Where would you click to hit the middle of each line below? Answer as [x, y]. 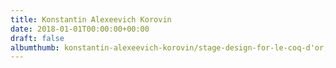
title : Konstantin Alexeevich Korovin [91, 19]
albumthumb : [35, 47]
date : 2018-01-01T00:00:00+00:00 [80, 29]
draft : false [37, 38]
